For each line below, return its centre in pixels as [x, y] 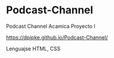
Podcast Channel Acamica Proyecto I [51, 26]
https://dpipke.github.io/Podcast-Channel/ [57, 37]
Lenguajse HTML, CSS [33, 48]
